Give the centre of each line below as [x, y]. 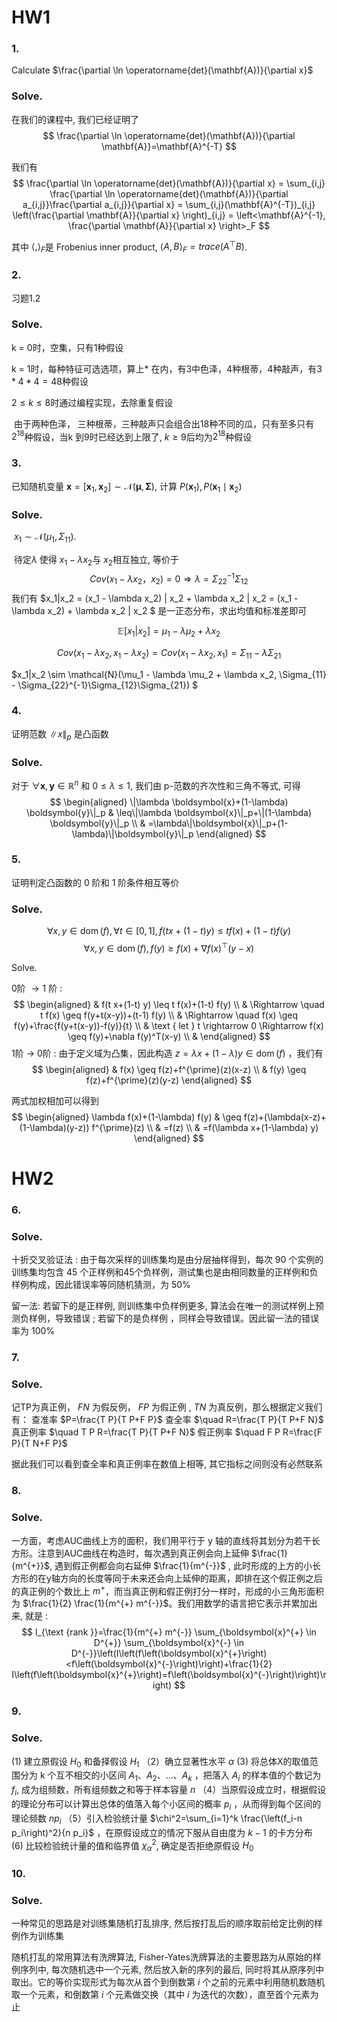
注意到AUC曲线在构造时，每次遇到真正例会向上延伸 [143, 1553]
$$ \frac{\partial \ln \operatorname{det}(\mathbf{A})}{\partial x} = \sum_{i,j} [169, 183]
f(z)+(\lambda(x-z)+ [285, 1117]
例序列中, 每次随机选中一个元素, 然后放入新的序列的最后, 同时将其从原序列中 [167, 1970]
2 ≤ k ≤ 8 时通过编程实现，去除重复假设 [92, 402]
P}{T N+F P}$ [39, 1443]
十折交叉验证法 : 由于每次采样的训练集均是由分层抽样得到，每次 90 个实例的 [167, 1260]
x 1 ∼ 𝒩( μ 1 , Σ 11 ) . [45, 537]
